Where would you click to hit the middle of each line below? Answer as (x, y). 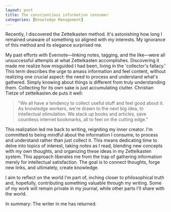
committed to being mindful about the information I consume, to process (82, 135)
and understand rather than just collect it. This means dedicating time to (81, 140)
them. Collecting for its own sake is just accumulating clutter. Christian (79, 88)
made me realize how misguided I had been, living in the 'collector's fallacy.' (85, 66)
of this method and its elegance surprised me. (54, 45)
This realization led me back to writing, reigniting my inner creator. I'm (79, 129)
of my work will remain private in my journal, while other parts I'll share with (85, 188)
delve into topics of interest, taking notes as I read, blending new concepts (84, 146)
